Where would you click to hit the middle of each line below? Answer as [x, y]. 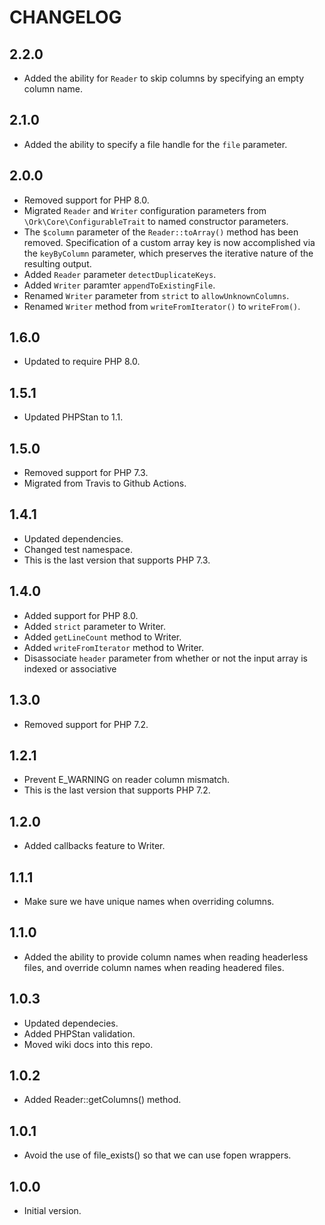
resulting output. [57, 263]
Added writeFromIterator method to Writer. [114, 647]
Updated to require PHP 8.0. [82, 362]
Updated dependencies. [73, 538]
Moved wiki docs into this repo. [88, 1044]
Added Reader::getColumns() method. [102, 1100]
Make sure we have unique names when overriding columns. [149, 901]
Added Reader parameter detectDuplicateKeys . [120, 274]
